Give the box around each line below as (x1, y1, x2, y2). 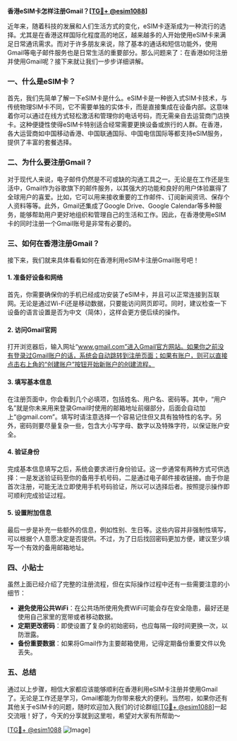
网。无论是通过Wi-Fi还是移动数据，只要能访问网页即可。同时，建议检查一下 (7, 300, 227, 308)
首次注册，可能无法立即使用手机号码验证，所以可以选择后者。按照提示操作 (7, 482, 224, 490)
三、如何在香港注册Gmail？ (7, 238, 100, 248)
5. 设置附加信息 (7, 509, 51, 517)
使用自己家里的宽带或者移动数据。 (17, 612, 117, 621)
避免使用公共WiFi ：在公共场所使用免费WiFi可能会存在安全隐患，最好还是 (17, 604, 229, 612)
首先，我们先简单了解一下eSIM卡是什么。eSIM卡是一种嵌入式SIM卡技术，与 (7, 94, 228, 102)
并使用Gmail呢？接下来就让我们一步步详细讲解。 (7, 57, 148, 66)
